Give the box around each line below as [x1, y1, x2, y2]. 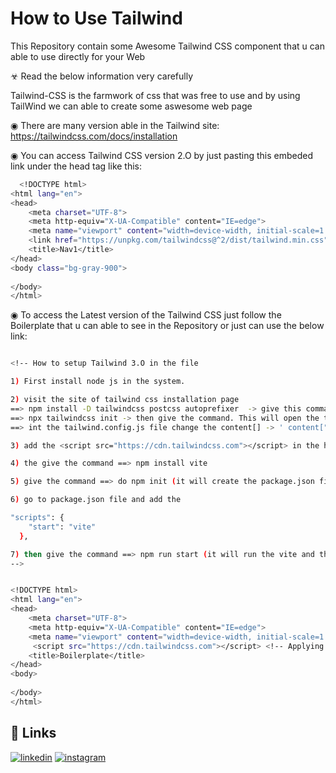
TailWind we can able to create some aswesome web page [10, 100, 253, 112]
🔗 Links [10, 725, 57, 742]
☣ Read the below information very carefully [10, 70, 194, 82]
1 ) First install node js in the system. [10, 377, 186, 387]
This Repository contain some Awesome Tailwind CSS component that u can [10, 40, 326, 52]
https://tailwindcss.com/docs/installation [10, 130, 178, 142]
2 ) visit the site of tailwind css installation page [10, 395, 240, 405]
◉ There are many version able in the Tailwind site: [10, 119, 220, 131]
